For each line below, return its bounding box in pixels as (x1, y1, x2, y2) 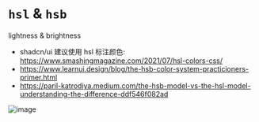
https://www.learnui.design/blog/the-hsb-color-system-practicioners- (19, 64, 249, 73)
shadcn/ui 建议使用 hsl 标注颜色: (19, 46, 125, 56)
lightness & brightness (8, 31, 82, 40)
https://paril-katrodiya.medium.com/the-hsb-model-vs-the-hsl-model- (19, 80, 251, 91)
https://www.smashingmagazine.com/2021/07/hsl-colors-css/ (19, 56, 223, 65)
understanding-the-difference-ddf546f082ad (19, 89, 169, 98)
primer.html (19, 72, 58, 82)
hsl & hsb (8, 5, 67, 23)
